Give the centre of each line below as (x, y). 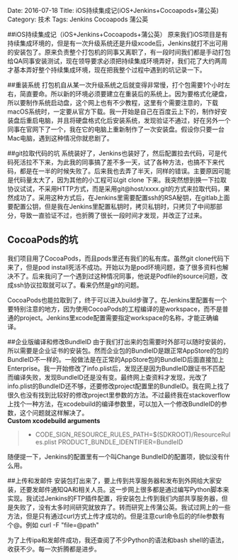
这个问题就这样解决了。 (54, 412)
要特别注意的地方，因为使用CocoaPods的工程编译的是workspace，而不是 (115, 309)
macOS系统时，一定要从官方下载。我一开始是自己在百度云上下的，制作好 (114, 111)
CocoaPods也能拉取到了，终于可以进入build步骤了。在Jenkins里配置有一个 (117, 300)
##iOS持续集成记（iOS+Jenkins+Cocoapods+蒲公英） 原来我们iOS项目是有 (118, 34)
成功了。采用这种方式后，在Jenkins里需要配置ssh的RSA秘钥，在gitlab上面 (121, 198)
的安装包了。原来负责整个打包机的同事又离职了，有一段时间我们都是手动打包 (119, 52)
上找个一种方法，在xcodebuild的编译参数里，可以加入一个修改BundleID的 (114, 404)
